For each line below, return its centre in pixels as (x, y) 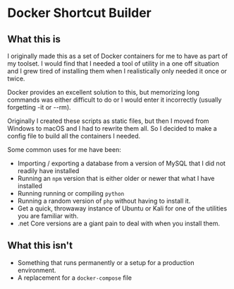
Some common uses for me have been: (64, 149)
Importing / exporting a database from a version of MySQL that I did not (121, 163)
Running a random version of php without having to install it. (104, 201)
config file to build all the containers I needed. (74, 136)
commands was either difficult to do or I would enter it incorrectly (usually (115, 100)
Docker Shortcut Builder (79, 13)
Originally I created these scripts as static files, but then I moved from (108, 121)
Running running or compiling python (71, 193)
